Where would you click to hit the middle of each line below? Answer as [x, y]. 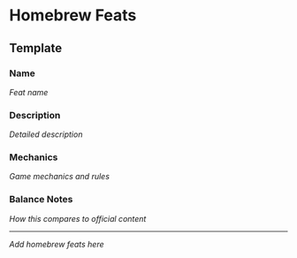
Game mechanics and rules [60, 177]
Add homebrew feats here [57, 244]
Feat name [29, 92]
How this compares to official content [78, 218]
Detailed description [46, 134]
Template [36, 48]
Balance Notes [41, 200]
